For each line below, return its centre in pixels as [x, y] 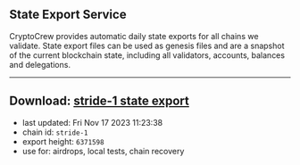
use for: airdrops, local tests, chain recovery [103, 151]
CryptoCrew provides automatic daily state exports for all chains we [134, 36]
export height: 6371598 [63, 141]
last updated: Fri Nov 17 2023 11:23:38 [92, 122]
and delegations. [40, 64]
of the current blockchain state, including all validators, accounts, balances [147, 55]
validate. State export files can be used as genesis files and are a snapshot [147, 45]
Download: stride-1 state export [100, 101]
